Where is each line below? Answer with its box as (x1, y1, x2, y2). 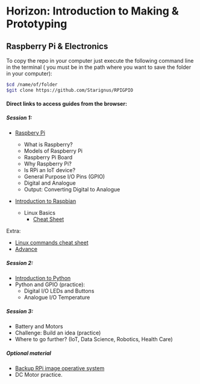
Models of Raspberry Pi (23, 147, 83, 155)
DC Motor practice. (14, 371, 63, 379)
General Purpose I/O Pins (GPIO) (23, 173, 105, 181)
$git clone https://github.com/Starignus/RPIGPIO (6, 87, 134, 93)
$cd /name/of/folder (6, 82, 58, 88)
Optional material (6, 349, 51, 357)
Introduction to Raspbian (14, 197, 77, 205)
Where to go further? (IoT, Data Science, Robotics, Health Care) (14, 336, 173, 343)
